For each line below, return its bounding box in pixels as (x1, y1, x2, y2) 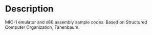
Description (5, 3, 54, 14)
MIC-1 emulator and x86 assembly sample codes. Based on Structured (5, 19, 148, 25)
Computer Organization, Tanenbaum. (5, 24, 80, 30)
